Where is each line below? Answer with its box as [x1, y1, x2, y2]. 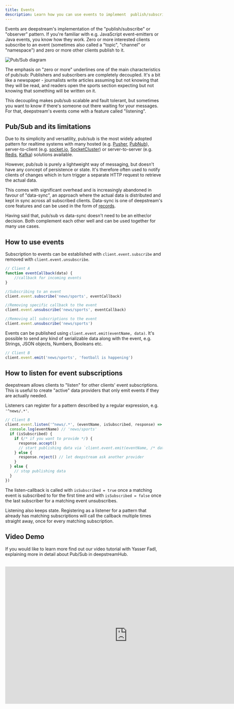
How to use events [5, 238, 64, 246]
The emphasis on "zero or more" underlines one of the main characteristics [5, 66, 161, 73]
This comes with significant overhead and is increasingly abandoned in [5, 187, 151, 193]
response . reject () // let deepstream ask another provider [18, 455, 144, 460]
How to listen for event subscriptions [5, 369, 123, 378]
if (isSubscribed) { [9, 431, 52, 437]
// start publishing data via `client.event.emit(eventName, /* [18, 445, 155, 450]
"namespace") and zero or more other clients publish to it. [5, 47, 125, 53]
